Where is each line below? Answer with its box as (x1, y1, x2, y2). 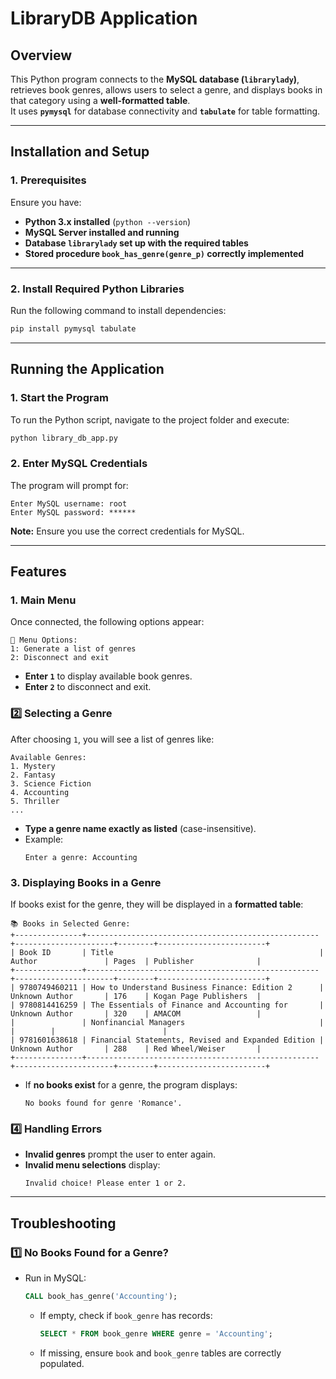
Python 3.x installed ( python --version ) (24, 215, 192, 227)
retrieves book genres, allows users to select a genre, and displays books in (10, 84, 323, 96)
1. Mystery (10, 761, 56, 771)
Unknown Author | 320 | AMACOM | (10, 1009, 262, 1019)
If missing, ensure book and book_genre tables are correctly (39, 1347, 282, 1359)
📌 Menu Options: (10, 635, 78, 646)
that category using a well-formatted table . (10, 95, 191, 106)
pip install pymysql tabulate (10, 323, 137, 334)
